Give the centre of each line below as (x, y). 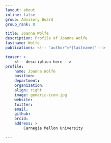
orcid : (21, 119)
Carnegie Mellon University (53, 128)
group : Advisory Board (29, 19)
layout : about (20, 10)
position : (25, 76)
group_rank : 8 (20, 24)
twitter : (24, 104)
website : (24, 100)
